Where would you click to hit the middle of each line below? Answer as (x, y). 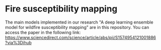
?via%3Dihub (18, 42)
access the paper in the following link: (43, 32)
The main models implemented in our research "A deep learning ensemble (79, 22)
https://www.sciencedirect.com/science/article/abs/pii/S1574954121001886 (80, 37)
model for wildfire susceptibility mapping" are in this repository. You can (77, 27)
